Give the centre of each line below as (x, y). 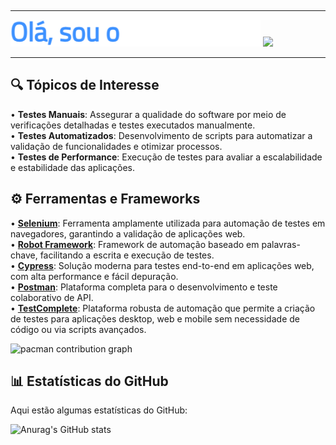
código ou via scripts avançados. (78, 329)
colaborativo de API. (52, 297)
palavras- (281, 244)
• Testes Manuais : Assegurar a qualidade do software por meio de (148, 114)
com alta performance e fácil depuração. (94, 276)
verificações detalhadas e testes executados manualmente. (133, 125)
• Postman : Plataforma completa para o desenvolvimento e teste (144, 287)
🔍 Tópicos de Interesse (85, 85)
